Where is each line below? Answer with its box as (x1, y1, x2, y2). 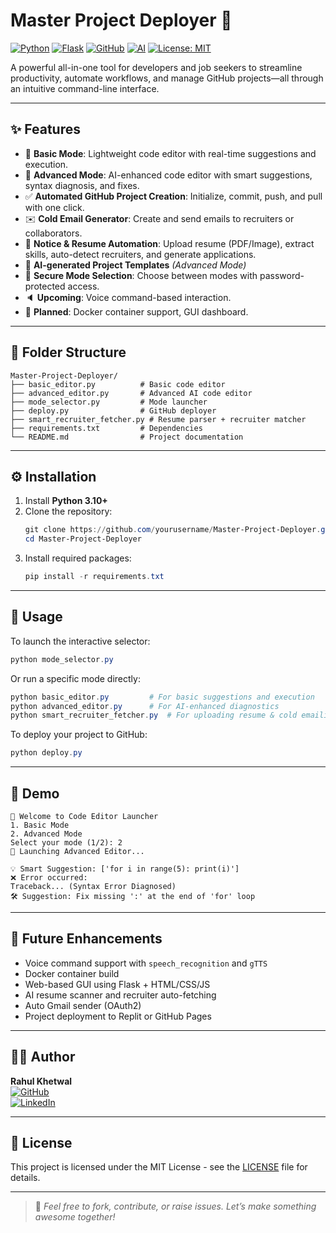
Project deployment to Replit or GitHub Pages (24, 1010, 212, 1022)
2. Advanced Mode (10, 829, 83, 839)
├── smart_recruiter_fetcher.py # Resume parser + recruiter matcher (10, 414, 307, 424)
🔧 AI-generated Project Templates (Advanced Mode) (24, 259, 247, 271)
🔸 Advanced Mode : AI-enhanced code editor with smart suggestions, (24, 169, 313, 181)
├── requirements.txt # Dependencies (10, 423, 203, 433)
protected (24, 280, 66, 292)
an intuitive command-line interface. (10, 82, 160, 94)
